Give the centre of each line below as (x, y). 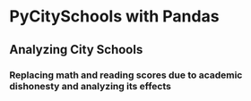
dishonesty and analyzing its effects (91, 86)
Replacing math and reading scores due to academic (126, 75)
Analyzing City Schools (76, 50)
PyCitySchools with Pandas (114, 17)
